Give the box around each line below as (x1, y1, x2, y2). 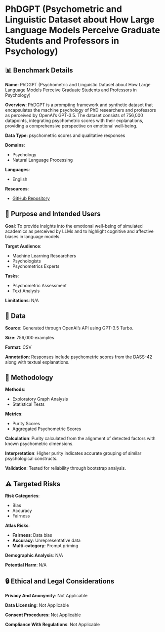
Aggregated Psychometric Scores (12, 426, 82, 432)
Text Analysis (12, 288, 40, 294)
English (12, 176, 28, 182)
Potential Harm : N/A (5, 562, 47, 568)
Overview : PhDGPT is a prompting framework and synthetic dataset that (5, 102, 153, 108)
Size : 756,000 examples (5, 334, 54, 340)
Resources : (5, 186, 29, 191)
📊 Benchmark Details (5, 66, 73, 74)
